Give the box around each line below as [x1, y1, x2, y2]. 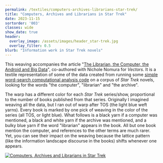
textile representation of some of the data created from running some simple [5, 72, 158, 77]
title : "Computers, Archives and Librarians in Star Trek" [5, 12, 127, 17]
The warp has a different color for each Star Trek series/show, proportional [5, 91, 155, 97]
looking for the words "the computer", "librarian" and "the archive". [5, 82, 139, 88]
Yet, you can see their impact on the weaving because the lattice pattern [5, 132, 150, 139]
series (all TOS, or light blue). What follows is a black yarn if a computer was [5, 112, 158, 118]
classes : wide [5, 25, 34, 30]
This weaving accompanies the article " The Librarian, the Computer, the [5, 61, 149, 67]
